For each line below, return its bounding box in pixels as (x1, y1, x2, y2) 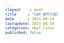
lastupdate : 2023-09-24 (5, 21, 55, 26)
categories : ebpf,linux (5, 26, 55, 31)
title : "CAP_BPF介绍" (5, 12, 60, 17)
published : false (5, 30, 41, 35)
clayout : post (5, 7, 43, 12)
